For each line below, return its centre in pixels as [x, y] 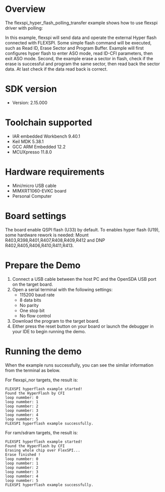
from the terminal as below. [33, 370]
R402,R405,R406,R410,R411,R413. [39, 245]
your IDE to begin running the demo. [49, 331]
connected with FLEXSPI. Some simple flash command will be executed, [78, 42]
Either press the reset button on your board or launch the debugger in [83, 326]
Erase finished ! [23, 454]
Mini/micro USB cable [34, 186]
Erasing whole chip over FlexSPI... [43, 450]
